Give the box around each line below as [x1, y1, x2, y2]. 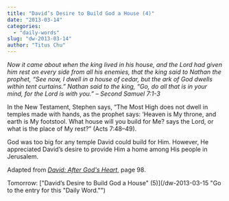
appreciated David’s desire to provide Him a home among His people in [7, 145, 208, 153]
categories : [7, 23, 41, 29]
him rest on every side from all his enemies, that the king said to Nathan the [7, 68, 221, 76]
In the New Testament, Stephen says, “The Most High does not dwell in [7, 103, 208, 111]
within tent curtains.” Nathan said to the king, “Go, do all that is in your [7, 83, 208, 90]
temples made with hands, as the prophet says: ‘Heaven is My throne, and [7, 110, 217, 118]
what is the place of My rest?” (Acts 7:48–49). [7, 124, 137, 133]
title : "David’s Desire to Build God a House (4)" [7, 10, 155, 17]
